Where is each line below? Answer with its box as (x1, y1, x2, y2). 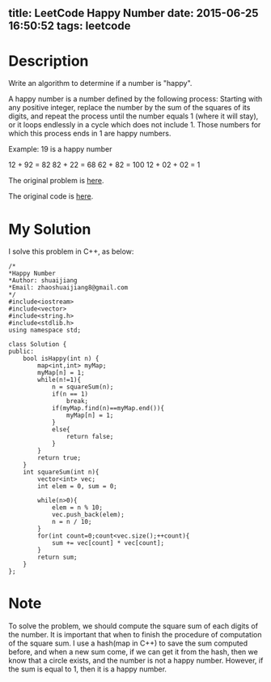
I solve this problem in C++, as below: (8, 247, 134, 256)
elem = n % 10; (51, 504, 104, 512)
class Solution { (8, 341, 67, 349)
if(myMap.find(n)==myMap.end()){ (51, 405, 164, 413)
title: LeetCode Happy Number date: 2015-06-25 (8, 6, 259, 20)
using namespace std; (8, 326, 82, 335)
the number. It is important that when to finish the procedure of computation (8, 630, 262, 640)
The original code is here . (8, 191, 94, 201)
